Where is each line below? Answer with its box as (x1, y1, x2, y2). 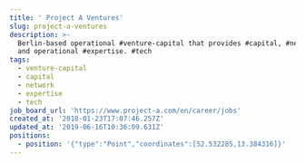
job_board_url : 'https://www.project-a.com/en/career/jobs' (9, 106, 242, 115)
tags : (9, 55, 30, 64)
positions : (9, 131, 51, 140)
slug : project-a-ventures (9, 22, 107, 31)
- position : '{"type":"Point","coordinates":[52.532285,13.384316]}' (17, 139, 286, 149)
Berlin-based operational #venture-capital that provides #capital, (17, 38, 282, 48)
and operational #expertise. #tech (17, 47, 152, 56)
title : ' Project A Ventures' (9, 13, 124, 23)
